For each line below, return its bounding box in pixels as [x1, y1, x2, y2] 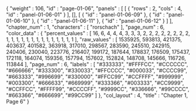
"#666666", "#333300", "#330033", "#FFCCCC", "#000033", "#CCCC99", [6, 67, 188, 74]
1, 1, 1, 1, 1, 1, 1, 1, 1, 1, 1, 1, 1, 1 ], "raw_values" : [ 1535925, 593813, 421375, [6, 36, 183, 43]
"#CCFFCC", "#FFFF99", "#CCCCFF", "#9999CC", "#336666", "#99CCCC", [6, 86, 190, 92]
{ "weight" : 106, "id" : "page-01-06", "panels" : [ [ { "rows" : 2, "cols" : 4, [6, 5, 183, 12]
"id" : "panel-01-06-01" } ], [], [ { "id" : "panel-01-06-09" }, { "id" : [6, 11, 165, 18]
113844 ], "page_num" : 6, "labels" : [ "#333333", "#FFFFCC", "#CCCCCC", [6, 61, 188, 68]
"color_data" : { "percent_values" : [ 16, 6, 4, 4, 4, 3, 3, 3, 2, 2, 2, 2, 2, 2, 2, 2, [6, 30, 191, 37]
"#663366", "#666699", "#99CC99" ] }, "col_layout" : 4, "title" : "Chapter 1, [6, 92, 188, 99]
